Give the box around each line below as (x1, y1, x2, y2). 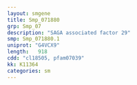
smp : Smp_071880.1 (7, 36, 60, 42)
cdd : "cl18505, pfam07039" (7, 55, 85, 62)
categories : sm (7, 67, 51, 74)
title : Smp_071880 (7, 16, 60, 23)
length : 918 (7, 49, 48, 56)
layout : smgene (7, 10, 51, 17)
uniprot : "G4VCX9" (7, 42, 60, 49)
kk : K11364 (7, 61, 39, 68)
